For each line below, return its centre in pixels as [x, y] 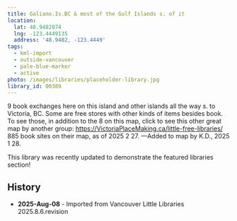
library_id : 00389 [34, 86]
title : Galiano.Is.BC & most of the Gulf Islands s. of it [96, 14]
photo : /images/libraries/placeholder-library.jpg [83, 79]
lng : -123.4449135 [41, 34]
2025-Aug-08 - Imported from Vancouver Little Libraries [101, 204]
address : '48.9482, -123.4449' [60, 40]
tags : [15, 47]
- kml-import [33, 54]
